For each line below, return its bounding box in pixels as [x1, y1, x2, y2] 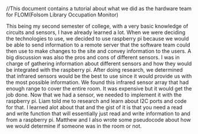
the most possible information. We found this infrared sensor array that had [6, 79, 189, 86]
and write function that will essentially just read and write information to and [6, 110, 190, 117]
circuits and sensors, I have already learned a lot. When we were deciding [6, 29, 186, 36]
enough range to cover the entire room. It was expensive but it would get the [6, 85, 192, 92]
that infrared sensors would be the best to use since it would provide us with [6, 73, 192, 79]
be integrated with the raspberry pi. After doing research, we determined [6, 66, 183, 73]
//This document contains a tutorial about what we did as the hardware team [6, 5, 192, 12]
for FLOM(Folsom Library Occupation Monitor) [6, 11, 119, 18]
